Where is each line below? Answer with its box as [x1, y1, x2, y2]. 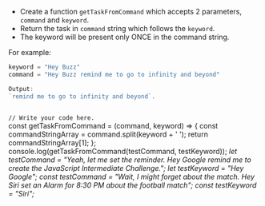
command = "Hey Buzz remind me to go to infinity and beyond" [8, 70, 220, 78]
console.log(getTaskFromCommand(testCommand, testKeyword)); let [8, 146, 238, 156]
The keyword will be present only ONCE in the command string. [19, 32, 230, 42]
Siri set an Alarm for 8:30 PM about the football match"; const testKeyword [8, 180, 257, 190]
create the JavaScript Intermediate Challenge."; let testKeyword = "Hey [8, 163, 244, 172]
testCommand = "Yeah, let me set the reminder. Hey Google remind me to [8, 155, 252, 164]
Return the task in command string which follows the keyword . [19, 24, 215, 33]
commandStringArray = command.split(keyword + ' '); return [8, 129, 208, 139]
